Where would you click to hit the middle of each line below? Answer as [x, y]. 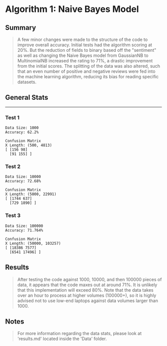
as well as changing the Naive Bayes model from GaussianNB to [83, 55]
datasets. [27, 82]
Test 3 [13, 215]
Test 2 [13, 167]
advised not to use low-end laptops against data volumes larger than [87, 301]
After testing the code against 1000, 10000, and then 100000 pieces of [89, 279]
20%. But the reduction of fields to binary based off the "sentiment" [87, 50]
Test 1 [12, 117]
